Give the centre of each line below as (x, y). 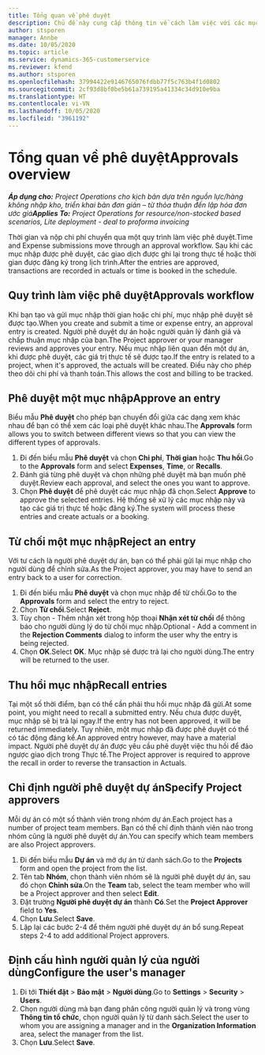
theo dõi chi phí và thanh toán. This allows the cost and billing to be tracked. (131, 374)
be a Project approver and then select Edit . (89, 893)
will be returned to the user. (64, 660)
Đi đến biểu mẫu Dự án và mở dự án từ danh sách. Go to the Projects (131, 860)
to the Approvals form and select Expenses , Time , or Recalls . (121, 466)
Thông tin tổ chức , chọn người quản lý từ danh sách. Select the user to (134, 1017)
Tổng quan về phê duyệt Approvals (123, 158)
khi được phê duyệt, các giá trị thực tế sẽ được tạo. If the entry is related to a (132, 356)
